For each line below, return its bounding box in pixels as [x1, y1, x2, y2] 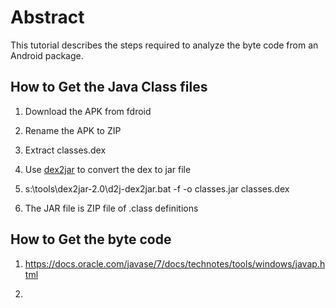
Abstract [10, 6, 85, 29]
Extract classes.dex [24, 144, 107, 156]
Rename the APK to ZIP [24, 124, 122, 136]
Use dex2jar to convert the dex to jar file [24, 163, 192, 175]
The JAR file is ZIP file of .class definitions [24, 202, 199, 214]
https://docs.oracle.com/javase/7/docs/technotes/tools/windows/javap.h [24, 257, 326, 270]
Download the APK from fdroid [24, 105, 152, 117]
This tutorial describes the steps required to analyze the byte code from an [10, 39, 319, 51]
